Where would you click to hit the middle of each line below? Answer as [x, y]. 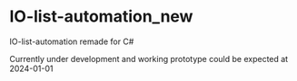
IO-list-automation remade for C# [72, 41]
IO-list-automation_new [101, 17]
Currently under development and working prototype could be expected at [149, 58]
